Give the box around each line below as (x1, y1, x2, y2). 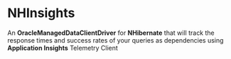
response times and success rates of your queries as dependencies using (7, 36, 224, 44)
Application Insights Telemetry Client (7, 43, 119, 52)
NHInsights (7, 5, 75, 21)
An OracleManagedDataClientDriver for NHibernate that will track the (7, 28, 215, 37)
